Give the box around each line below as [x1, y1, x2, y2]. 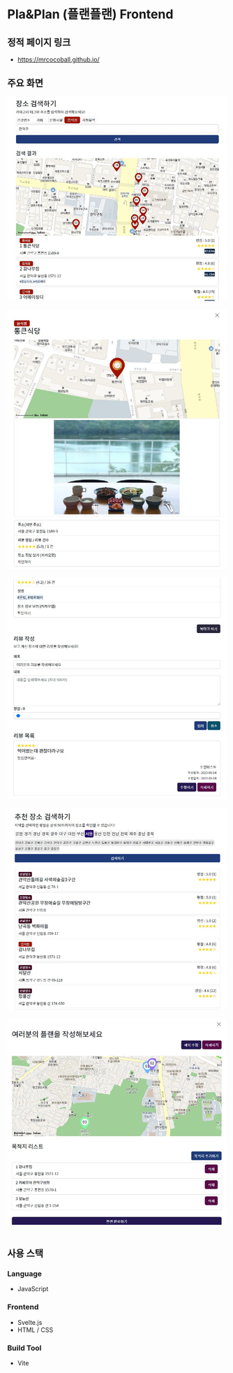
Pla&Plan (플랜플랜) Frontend [7, 6, 174, 22]
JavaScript [17, 1285, 49, 1293]
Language [7, 1269, 43, 1279]
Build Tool [7, 1343, 42, 1353]
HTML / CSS [17, 1325, 54, 1334]
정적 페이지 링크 [7, 36, 71, 48]
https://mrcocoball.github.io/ [17, 55, 100, 64]
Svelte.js [17, 1318, 43, 1326]
